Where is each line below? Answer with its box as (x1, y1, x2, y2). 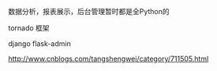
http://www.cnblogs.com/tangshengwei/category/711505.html (8, 54, 209, 63)
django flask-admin (8, 39, 71, 48)
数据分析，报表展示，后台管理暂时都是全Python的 (8, 7, 170, 16)
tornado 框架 (8, 23, 50, 33)
